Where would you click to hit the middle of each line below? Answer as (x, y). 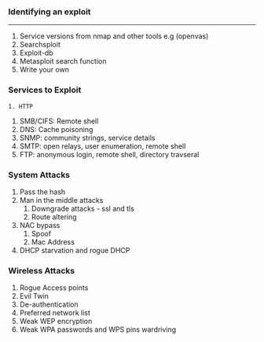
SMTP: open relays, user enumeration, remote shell (103, 146)
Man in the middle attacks (61, 200)
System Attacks (39, 175)
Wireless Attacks (42, 270)
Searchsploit (40, 45)
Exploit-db (36, 53)
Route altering (54, 217)
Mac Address (53, 241)
